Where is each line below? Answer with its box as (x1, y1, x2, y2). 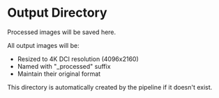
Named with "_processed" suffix (17, 62, 111, 70)
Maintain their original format (17, 70, 101, 78)
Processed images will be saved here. (7, 28, 116, 36)
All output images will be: (7, 41, 80, 49)
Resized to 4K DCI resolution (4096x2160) (17, 54, 139, 63)
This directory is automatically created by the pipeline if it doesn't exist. (7, 83, 213, 91)
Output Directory (7, 5, 107, 21)
